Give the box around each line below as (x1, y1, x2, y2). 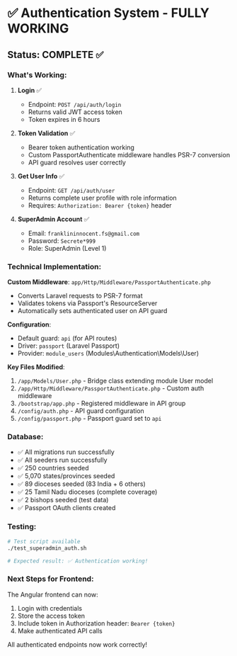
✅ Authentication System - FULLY (7, 5, 210, 21)
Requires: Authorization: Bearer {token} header (28, 200, 172, 210)
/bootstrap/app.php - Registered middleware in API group (17, 399, 186, 408)
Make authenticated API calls (17, 626, 103, 635)
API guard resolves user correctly (28, 158, 126, 166)
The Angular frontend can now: (7, 590, 99, 599)
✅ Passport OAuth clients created (17, 504, 116, 512)
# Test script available (7, 538, 81, 545)
